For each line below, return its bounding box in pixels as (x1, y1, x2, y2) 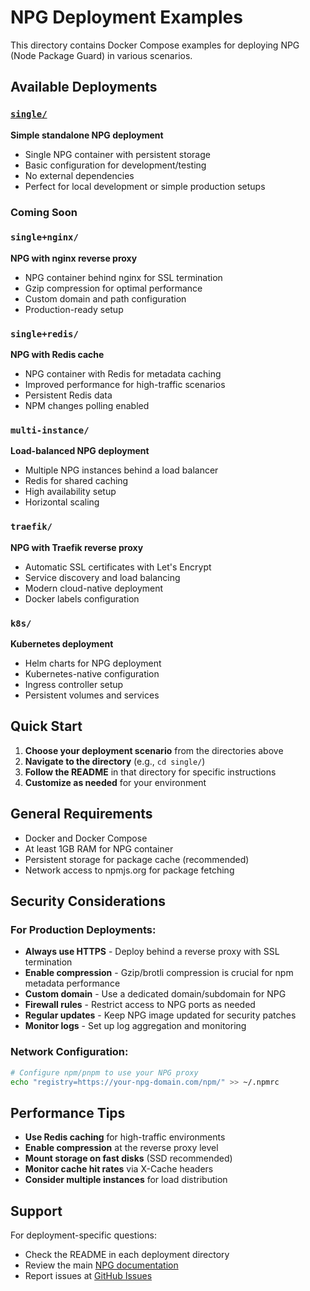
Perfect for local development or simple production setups (24, 180, 266, 192)
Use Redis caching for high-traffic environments (24, 1131, 226, 1143)
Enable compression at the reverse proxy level (24, 1142, 219, 1154)
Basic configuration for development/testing (24, 159, 207, 171)
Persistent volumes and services (24, 689, 160, 701)
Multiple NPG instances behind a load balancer (24, 464, 219, 476)
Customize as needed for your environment (24, 776, 207, 788)
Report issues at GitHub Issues (24, 1270, 153, 1282)
